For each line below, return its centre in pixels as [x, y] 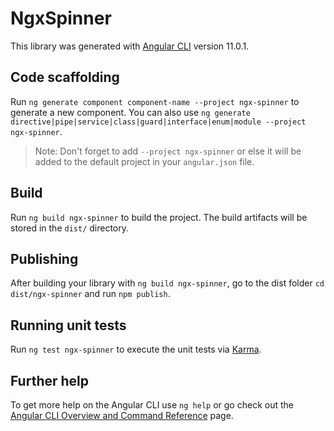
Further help [50, 380]
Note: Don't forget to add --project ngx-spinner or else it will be [168, 151]
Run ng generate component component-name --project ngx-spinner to [155, 101]
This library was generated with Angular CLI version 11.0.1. [130, 46]
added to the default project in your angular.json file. [144, 161]
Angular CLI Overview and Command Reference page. [122, 415]
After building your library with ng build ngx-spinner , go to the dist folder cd [167, 283]
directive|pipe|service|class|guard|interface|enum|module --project [158, 122]
